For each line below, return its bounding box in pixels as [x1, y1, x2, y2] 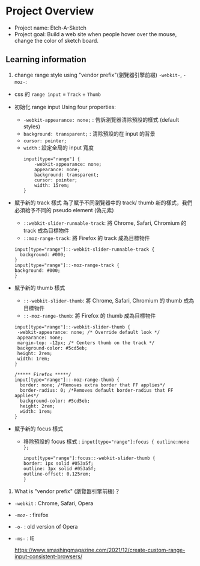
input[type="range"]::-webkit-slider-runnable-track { [14, 246, 155, 253]
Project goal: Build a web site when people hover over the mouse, [14, 30, 177, 37]
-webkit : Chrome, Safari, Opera [14, 499, 94, 507]
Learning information [5, 54, 86, 64]
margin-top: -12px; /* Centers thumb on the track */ [17, 339, 155, 346]
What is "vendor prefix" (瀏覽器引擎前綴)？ [14, 487, 121, 495]
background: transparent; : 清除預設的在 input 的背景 [23, 130, 156, 137]
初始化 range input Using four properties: [14, 103, 117, 110]
